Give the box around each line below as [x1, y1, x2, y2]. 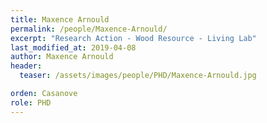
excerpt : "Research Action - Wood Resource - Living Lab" [10, 33, 257, 43]
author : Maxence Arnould [10, 52, 114, 62]
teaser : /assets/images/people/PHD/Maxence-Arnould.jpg [19, 71, 257, 81]
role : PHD [10, 97, 52, 108]
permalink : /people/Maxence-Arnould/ [10, 24, 168, 34]
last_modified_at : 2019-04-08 [10, 42, 137, 53]
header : [10, 61, 43, 71]
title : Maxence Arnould [10, 14, 110, 25]
